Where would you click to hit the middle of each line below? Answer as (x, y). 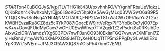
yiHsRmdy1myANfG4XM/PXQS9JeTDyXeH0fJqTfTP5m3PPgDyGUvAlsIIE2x (81, 38)
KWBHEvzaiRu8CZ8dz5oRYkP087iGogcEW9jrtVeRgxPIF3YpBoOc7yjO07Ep (82, 23)
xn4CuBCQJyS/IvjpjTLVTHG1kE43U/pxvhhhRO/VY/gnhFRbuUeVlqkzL (89, 7)
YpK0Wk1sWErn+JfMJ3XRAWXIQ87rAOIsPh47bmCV (59, 43)
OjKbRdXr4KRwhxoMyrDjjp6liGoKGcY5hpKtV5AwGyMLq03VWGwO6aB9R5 (82, 12)
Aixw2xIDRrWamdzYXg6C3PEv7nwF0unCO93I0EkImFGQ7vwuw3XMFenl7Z (82, 33)
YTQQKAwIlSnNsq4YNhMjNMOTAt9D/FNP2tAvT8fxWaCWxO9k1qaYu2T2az (82, 17)
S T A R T (12, 7)
